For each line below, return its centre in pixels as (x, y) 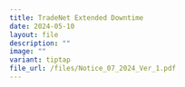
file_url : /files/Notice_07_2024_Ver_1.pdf (93, 69)
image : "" (28, 52)
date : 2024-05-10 (42, 26)
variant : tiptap (40, 60)
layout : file (34, 34)
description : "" (40, 43)
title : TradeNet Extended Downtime (77, 18)
